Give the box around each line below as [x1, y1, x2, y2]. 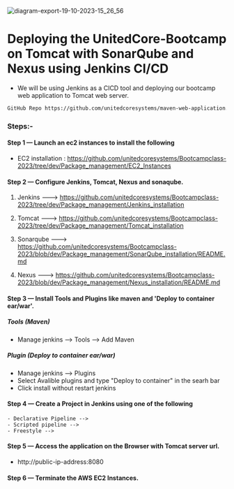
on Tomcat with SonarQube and [7, 46, 194, 62]
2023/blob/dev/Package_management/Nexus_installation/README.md [17, 278, 221, 286]
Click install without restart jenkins [17, 384, 116, 392]
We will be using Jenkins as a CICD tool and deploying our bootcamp [17, 84, 216, 92]
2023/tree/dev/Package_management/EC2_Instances [17, 161, 172, 170]
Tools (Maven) [7, 318, 50, 326]
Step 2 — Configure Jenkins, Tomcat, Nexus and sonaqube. [7, 177, 184, 186]
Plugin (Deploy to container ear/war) [7, 351, 116, 360]
